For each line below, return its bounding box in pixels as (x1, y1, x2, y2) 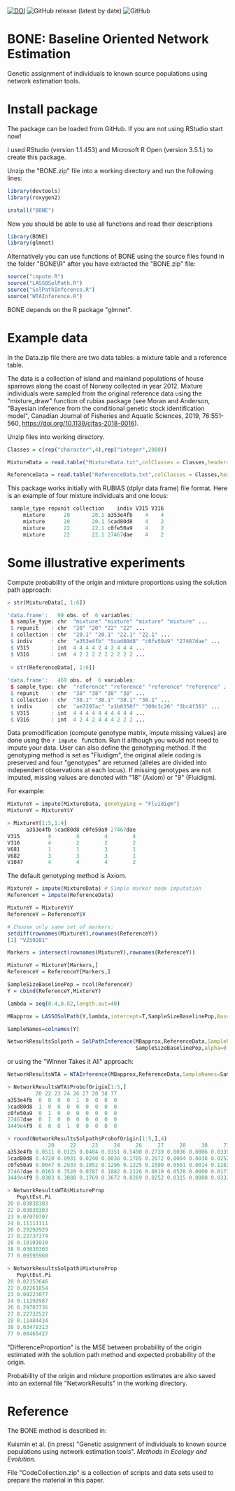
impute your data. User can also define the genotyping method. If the (7, 743, 207, 752)
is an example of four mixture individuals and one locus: (7, 492, 169, 500)
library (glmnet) (7, 239, 55, 247)
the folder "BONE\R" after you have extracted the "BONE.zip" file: (7, 259, 196, 268)
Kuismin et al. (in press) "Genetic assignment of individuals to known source (7, 1440, 227, 1448)
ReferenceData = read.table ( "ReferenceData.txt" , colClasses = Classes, (7, 471, 220, 478)
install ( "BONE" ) (7, 207, 55, 214)
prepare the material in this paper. (7, 1476, 105, 1485)
